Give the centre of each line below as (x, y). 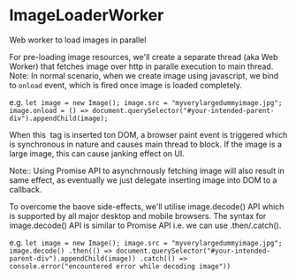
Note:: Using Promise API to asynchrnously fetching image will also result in (147, 170)
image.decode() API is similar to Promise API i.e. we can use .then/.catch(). (145, 225)
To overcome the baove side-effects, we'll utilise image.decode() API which (147, 206)
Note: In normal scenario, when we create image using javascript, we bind (144, 75)
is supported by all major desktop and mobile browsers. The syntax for (138, 216)
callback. (26, 189)
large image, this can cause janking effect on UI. (97, 153)
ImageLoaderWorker (87, 15)
